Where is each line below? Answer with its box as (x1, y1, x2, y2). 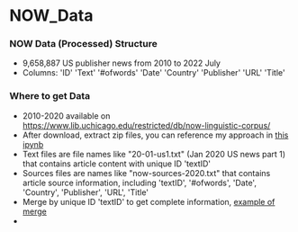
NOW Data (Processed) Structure (9, 38, 158, 50)
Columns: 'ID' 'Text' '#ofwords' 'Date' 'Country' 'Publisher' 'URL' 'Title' (22, 67, 285, 78)
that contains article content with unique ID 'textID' (22, 158, 212, 169)
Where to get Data (9, 90, 91, 103)
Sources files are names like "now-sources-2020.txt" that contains (22, 167, 271, 178)
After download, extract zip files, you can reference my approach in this (22, 129, 289, 140)
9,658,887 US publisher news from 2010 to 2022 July (22, 58, 221, 68)
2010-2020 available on (22, 110, 111, 121)
